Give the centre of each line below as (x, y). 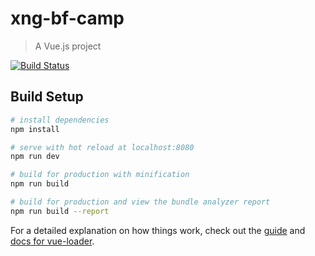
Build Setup (47, 97)
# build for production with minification (100, 175)
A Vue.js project (68, 46)
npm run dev (35, 157)
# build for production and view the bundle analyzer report (140, 202)
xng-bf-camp (67, 18)
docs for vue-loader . (52, 241)
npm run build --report (60, 211)
